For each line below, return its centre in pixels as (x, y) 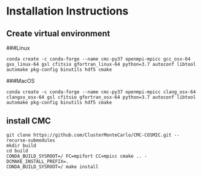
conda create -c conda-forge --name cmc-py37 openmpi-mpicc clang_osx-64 (101, 92)
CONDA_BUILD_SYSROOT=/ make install (52, 167)
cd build (17, 151)
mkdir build (21, 145)
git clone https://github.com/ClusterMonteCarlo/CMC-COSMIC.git (89, 135)
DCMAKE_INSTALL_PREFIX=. (37, 161)
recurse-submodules (31, 140)
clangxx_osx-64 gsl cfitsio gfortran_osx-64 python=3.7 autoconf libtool (101, 97)
